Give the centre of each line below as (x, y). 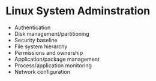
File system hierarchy (41, 46)
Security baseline (36, 40)
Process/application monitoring (53, 65)
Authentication (32, 27)
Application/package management (57, 59)
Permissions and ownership (49, 52)
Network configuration (42, 71)
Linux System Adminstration (78, 11)
